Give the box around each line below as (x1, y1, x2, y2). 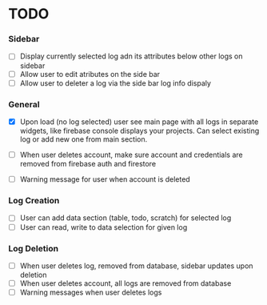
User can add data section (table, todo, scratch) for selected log (19, 213, 232, 223)
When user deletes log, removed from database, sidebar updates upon (19, 261, 253, 271)
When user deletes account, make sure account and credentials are (19, 150, 244, 160)
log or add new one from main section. (19, 134, 148, 144)
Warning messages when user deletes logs (19, 287, 162, 297)
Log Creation (8, 195, 60, 207)
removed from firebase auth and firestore (19, 159, 157, 169)
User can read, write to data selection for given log (19, 222, 188, 232)
